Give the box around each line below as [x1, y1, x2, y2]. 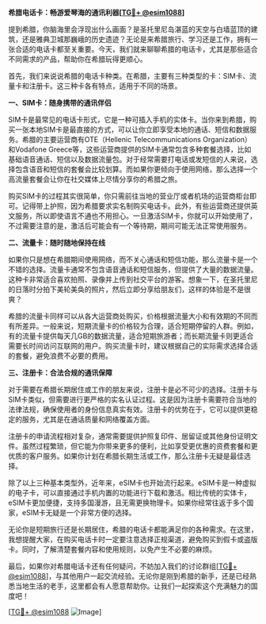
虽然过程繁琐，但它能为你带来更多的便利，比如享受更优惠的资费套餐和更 [21, 441, 258, 451]
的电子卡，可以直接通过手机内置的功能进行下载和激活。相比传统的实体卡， [8, 488, 251, 497]
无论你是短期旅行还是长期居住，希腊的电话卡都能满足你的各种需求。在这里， [8, 525, 258, 534]
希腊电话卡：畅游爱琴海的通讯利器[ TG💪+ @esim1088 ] [8, 8, 185, 17]
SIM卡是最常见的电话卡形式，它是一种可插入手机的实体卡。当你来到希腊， [8, 115, 250, 124]
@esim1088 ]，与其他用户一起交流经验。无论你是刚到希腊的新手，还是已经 [8, 572, 250, 580]
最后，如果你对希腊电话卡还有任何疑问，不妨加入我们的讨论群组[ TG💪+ [8, 561, 237, 571]
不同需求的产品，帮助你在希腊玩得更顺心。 [8, 55, 147, 64]
